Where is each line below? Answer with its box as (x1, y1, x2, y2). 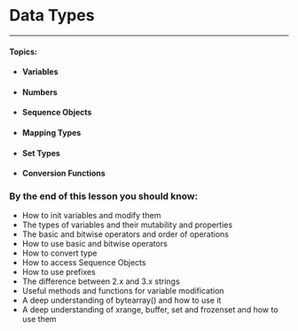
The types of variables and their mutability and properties (21, 219, 233, 231)
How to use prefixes (21, 267, 96, 278)
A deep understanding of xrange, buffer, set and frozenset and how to (21, 304, 278, 315)
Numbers (21, 86, 58, 98)
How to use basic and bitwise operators (21, 239, 169, 249)
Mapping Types (21, 127, 82, 138)
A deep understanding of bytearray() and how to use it (21, 295, 222, 306)
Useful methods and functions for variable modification (21, 286, 224, 296)
